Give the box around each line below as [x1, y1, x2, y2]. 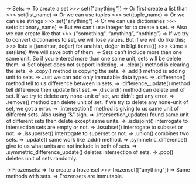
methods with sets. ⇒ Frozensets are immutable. [6, 173, 124, 179]
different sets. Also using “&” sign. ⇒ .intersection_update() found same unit [6, 111, 189, 118]
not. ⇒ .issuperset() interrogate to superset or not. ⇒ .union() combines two [6, 130, 189, 137]
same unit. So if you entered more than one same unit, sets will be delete [6, 55, 181, 62]
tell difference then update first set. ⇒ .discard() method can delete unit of [6, 86, 185, 93]
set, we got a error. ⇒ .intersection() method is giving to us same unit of [6, 105, 180, 112]
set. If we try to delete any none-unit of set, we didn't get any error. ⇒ [6, 92, 174, 99]
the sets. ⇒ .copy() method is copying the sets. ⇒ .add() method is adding [6, 68, 185, 74]
